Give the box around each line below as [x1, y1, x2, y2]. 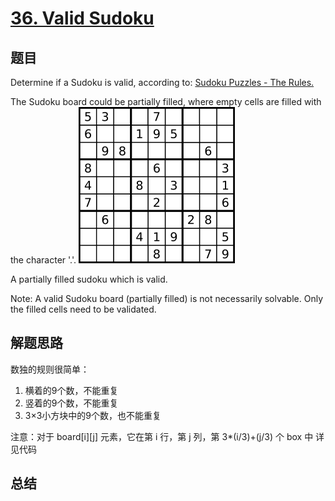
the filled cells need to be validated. [10, 303, 157, 315]
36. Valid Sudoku [10, 7, 155, 30]
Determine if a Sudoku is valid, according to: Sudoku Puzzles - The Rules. [10, 77, 315, 88]
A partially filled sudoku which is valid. [10, 273, 168, 285]
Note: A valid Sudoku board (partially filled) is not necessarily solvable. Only [10, 293, 323, 304]
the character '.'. [10, 254, 77, 266]
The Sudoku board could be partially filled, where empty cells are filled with [10, 96, 322, 107]
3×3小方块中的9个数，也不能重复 [24, 409, 162, 421]
